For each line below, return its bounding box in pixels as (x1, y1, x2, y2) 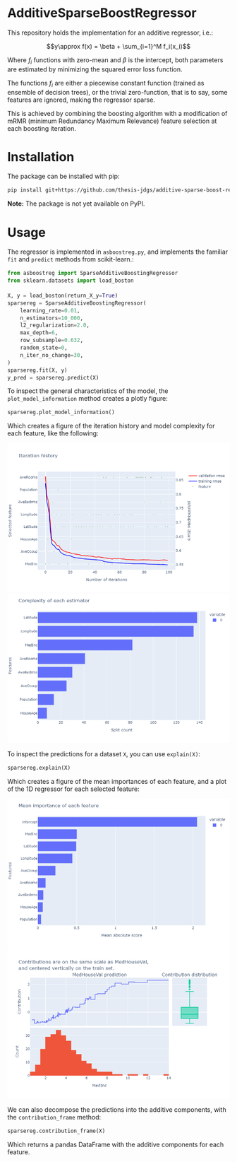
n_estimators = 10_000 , (20, 315, 83, 322)
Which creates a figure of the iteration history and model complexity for (7, 422, 215, 430)
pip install (7, 187, 42, 194)
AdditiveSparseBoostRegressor (7, 5, 197, 21)
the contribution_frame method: (7, 1113, 102, 1122)
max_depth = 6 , (20, 329, 59, 336)
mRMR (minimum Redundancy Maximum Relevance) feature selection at (7, 117, 217, 125)
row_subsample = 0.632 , (20, 337, 83, 344)
